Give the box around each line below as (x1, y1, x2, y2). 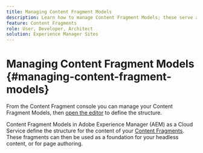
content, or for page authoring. (6, 140, 83, 148)
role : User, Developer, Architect (6, 25, 94, 32)
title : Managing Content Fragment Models (6, 8, 112, 15)
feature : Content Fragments (6, 20, 77, 26)
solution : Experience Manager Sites (6, 31, 98, 37)
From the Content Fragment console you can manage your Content (6, 103, 173, 110)
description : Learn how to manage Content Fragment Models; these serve (6, 14, 193, 20)
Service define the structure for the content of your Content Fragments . (6, 127, 184, 134)
